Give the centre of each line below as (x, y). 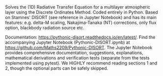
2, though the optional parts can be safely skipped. (57, 68)
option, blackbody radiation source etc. (45, 28)
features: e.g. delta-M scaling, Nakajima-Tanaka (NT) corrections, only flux (81, 22)
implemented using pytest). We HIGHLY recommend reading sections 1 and (81, 63)
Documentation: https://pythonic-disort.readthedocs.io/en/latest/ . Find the (80, 37)
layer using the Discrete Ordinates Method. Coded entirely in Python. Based (81, 12)
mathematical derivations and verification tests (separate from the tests (77, 58)
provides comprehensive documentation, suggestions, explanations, (74, 53)
